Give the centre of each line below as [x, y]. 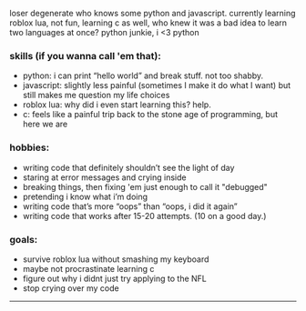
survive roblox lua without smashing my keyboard [116, 259]
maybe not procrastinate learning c [88, 268]
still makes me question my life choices [96, 95]
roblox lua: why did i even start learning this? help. [117, 105]
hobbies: [30, 147]
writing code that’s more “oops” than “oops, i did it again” [130, 206]
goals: [24, 239]
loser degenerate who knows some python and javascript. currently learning [153, 13]
